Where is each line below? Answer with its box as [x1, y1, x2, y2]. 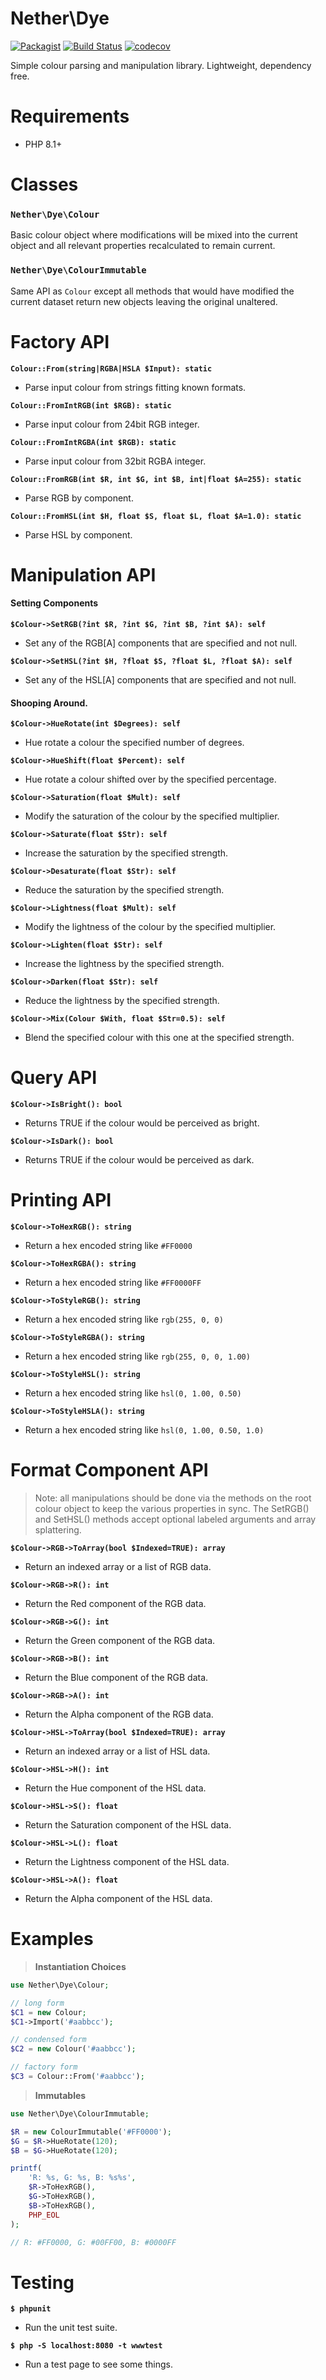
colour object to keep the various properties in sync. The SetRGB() [34, 1503, 310, 1514]
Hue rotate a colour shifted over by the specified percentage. [24, 773, 277, 786]
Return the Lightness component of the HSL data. [24, 1856, 230, 1867]
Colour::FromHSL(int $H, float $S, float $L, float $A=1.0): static [10, 511, 302, 521]
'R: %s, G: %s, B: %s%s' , [28, 2173, 137, 2183]
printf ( [10, 2163, 43, 2174]
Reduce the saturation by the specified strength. [24, 884, 225, 896]
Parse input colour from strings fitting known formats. [24, 381, 247, 393]
